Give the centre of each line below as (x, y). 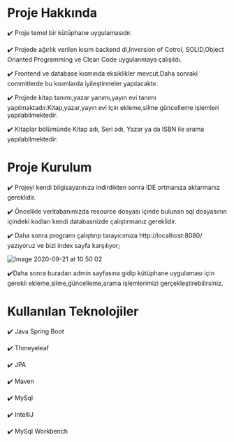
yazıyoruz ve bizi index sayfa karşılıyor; (64, 245)
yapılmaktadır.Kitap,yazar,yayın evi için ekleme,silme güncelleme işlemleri (113, 107)
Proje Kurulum (50, 168)
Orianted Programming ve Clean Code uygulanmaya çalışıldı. (95, 59)
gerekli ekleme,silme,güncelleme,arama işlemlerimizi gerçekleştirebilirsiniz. (115, 283)
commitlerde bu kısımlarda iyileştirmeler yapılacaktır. (83, 83)
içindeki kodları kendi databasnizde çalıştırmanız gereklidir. (92, 221)
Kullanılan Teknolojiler (73, 311)
